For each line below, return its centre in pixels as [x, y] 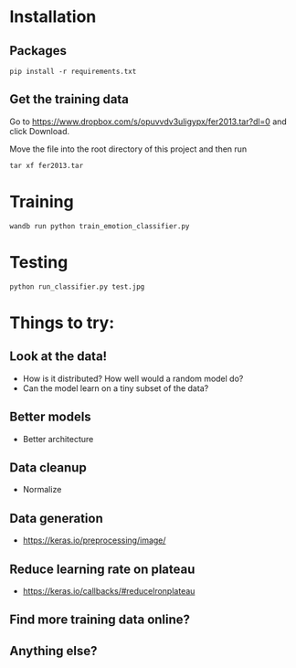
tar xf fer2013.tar [47, 165]
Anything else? [53, 651]
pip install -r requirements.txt [73, 71]
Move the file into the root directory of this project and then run [128, 149]
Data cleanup [48, 467]
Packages [38, 51]
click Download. [40, 131]
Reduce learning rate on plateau [102, 569]
